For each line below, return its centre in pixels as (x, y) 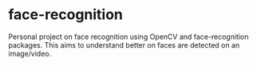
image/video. (30, 53)
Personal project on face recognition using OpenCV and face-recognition (128, 37)
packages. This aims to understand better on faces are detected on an (124, 45)
